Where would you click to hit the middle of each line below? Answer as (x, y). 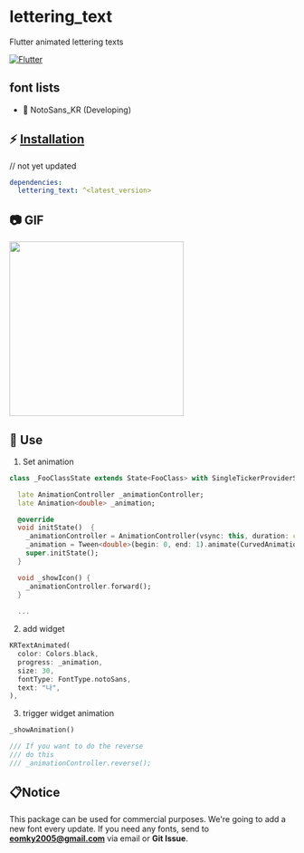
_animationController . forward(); (89, 586)
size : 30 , (36, 671)
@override (36, 519)
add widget (43, 629)
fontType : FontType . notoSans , (74, 679)
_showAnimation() (42, 730)
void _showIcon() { (54, 577)
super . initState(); (62, 553)
